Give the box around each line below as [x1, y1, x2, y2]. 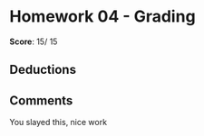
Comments [9, 93, 73, 108]
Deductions [9, 62, 77, 77]
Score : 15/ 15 [9, 36, 58, 47]
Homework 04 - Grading [9, 6, 197, 27]
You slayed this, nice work [9, 117, 107, 128]
